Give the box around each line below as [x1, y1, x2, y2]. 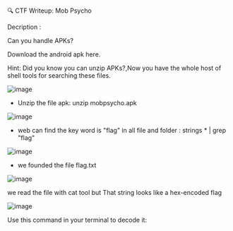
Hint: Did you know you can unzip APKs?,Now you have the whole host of [7, 64, 222, 72]
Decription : [7, 23, 42, 31]
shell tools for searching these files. [7, 71, 111, 80]
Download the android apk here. [7, 50, 101, 59]
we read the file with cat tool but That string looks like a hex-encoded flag [7, 189, 222, 196]
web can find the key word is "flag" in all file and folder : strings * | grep [17, 126, 227, 134]
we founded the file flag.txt [17, 161, 97, 169]
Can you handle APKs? [7, 37, 74, 45]
